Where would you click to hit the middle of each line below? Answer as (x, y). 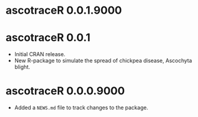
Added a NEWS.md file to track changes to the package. (81, 107)
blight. (22, 67)
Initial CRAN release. (40, 54)
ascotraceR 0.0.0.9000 (65, 91)
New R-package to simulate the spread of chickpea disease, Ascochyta (103, 61)
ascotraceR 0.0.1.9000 (64, 10)
